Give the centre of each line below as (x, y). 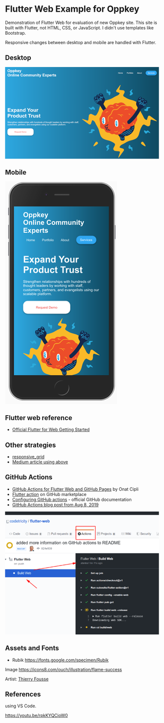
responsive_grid (28, 457)
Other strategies (31, 445)
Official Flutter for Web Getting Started (51, 429)
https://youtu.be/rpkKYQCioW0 (37, 716)
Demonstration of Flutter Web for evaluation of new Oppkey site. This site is (81, 23)
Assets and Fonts (32, 648)
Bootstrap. (16, 33)
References (23, 694)
